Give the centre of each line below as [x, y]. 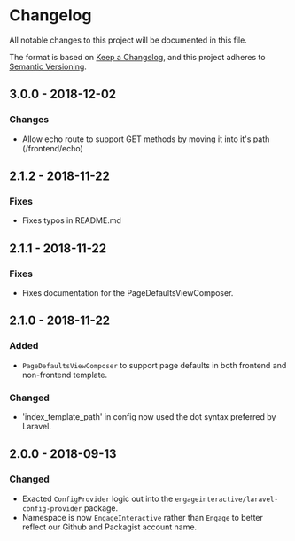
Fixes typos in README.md [72, 220]
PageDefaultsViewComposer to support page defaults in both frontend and [154, 365]
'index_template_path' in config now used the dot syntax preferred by [149, 416]
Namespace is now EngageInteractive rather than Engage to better [143, 517]
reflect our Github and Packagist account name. [109, 527]
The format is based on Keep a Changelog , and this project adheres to [137, 57]
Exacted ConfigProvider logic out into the [97, 498]
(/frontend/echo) [53, 148]
